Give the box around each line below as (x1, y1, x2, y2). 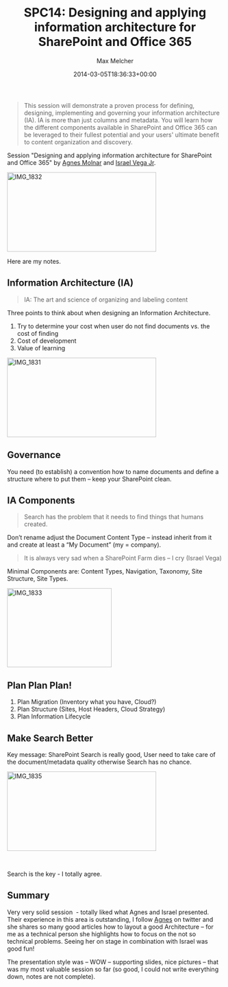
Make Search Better (7, 732, 94, 744)
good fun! (7, 944, 35, 953)
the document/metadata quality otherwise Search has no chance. (7, 758, 192, 766)
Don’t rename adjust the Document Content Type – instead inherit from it (7, 534, 212, 542)
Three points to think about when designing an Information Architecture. (7, 308, 211, 317)
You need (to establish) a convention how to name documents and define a (7, 467, 219, 475)
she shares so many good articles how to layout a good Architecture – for (7, 922, 214, 931)
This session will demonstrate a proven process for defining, (23, 101, 195, 109)
